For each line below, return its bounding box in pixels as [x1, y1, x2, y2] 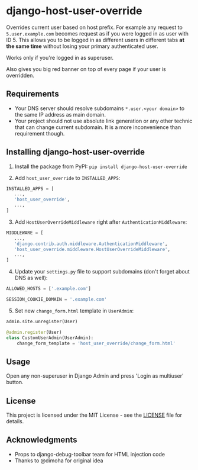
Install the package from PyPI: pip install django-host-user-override [14, 163, 187, 170]
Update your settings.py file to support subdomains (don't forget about [14, 268, 190, 275]
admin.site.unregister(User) [6, 318, 78, 324]
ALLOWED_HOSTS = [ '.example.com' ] [6, 286, 92, 292]
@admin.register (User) [6, 329, 62, 335]
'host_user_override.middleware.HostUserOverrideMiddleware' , [14, 246, 170, 252]
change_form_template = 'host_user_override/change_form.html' [17, 340, 176, 346]
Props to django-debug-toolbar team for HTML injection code [14, 450, 165, 458]
